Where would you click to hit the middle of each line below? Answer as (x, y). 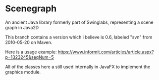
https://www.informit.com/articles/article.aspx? (106, 52)
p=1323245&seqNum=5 (29, 57)
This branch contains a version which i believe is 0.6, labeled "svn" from (79, 37)
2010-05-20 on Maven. (29, 42)
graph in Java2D (22, 27)
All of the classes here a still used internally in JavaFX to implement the (78, 67)
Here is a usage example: (31, 52)
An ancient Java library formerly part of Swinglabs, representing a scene (79, 22)
